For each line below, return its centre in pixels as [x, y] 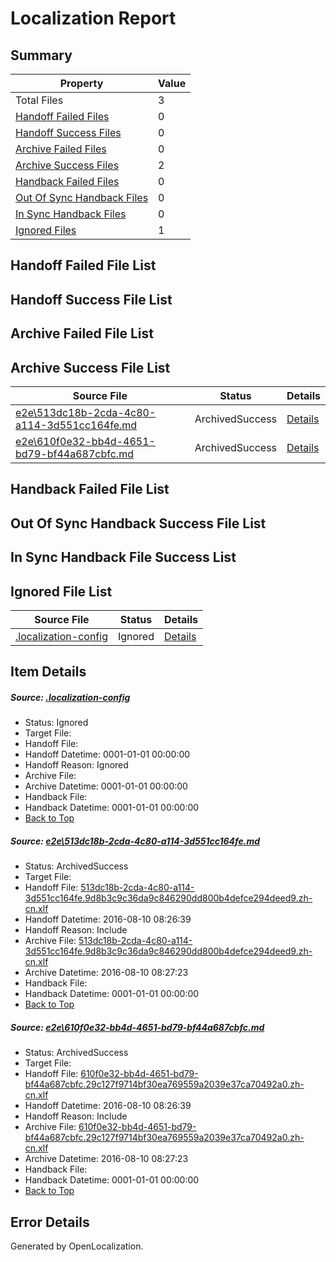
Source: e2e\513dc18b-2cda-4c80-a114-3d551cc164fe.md [135, 841]
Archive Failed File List [82, 333]
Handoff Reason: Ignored [76, 765]
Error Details [50, 1222]
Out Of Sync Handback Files [82, 197]
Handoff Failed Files [62, 116]
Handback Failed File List [90, 489]
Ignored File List [61, 591]
